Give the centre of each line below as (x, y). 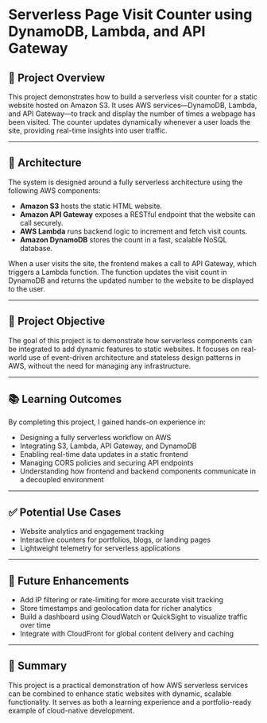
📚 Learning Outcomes (65, 399)
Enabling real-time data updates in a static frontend (104, 454)
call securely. (41, 222)
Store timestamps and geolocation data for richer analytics (116, 609)
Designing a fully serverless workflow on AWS (95, 438)
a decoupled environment (62, 480)
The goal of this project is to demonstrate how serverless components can (130, 340)
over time (35, 625)
